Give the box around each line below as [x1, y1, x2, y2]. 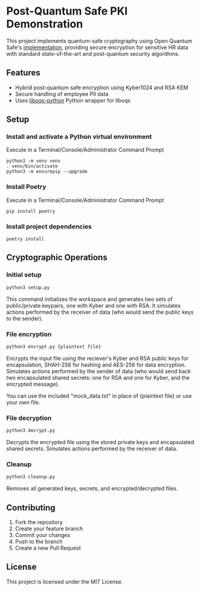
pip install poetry [6, 208, 56, 214]
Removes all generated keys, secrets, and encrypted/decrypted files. [6, 485, 178, 492]
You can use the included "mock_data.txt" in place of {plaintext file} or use [6, 392, 192, 399]
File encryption [6, 329, 52, 338]
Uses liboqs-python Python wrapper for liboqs [15, 96, 131, 104]
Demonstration [6, 17, 83, 31]
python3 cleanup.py [6, 474, 56, 480]
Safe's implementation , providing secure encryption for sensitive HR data [6, 44, 189, 51]
